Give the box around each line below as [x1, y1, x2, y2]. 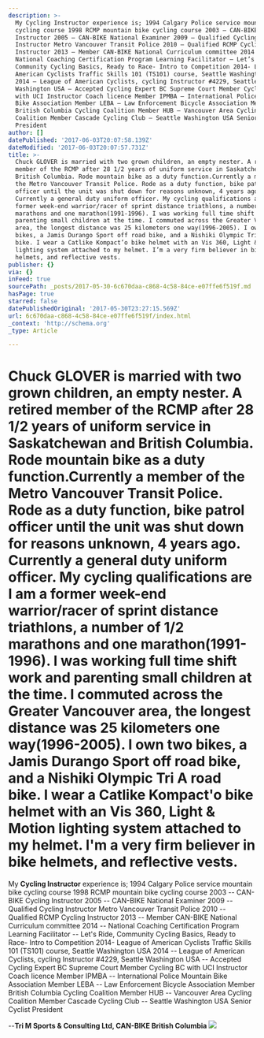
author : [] [8, 128, 44, 136]
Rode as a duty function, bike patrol [8, 501, 245, 519]
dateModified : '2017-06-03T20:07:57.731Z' [8, 143, 149, 151]
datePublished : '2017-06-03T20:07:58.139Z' [8, 136, 153, 144]
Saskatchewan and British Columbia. [8, 434, 254, 452]
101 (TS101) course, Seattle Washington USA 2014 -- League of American [8, 947, 245, 956]
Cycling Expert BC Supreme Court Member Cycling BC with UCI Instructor [8, 963, 248, 973]
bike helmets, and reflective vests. [8, 853, 238, 871]
